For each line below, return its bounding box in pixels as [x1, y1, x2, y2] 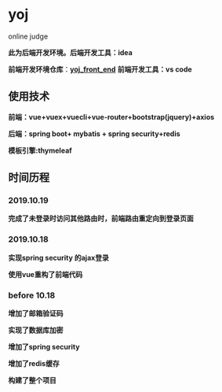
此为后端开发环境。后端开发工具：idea [8, 47, 133, 57]
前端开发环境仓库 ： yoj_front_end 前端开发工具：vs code [8, 65, 192, 74]
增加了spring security [8, 342, 80, 352]
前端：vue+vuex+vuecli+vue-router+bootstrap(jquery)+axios [8, 112, 215, 121]
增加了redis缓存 [8, 359, 60, 368]
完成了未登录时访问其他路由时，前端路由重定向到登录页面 [8, 214, 194, 224]
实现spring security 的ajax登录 [8, 253, 110, 262]
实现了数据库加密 [8, 325, 64, 335]
